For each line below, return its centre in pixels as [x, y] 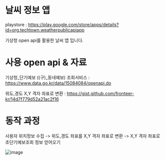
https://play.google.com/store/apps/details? [73, 24]
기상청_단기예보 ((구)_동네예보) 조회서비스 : [48, 77]
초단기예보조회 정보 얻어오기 [33, 142]
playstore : [16, 24]
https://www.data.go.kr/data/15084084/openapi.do [58, 83]
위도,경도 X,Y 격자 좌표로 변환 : [36, 93]
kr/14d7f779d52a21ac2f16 [32, 99]
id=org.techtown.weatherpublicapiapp [45, 30]
